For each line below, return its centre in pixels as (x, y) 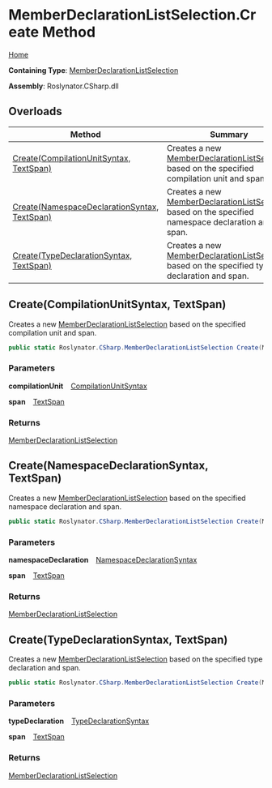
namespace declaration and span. (65, 506)
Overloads (35, 111)
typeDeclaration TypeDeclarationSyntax (79, 721)
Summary (229, 134)
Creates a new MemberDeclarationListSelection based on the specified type (136, 659)
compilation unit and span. (53, 332)
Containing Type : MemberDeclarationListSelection (93, 70)
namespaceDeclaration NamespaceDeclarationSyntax (103, 560)
